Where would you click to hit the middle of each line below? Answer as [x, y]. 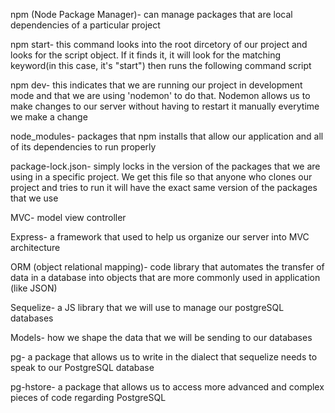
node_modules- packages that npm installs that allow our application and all [167, 136]
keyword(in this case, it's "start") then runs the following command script [161, 65]
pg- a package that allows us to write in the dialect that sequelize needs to [164, 357]
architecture [35, 247]
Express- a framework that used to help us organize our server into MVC [160, 237]
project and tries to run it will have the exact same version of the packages [164, 187]
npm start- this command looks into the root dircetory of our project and [159, 44]
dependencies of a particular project [85, 25]
